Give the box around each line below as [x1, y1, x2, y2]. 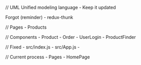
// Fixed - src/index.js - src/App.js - [5, 44, 80, 50]
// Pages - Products [5, 24, 47, 30]
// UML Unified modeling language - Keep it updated [5, 5, 116, 10]
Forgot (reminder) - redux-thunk [5, 14, 73, 20]
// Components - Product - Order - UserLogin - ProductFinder [5, 34, 136, 40]
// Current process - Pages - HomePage [5, 54, 90, 60]
